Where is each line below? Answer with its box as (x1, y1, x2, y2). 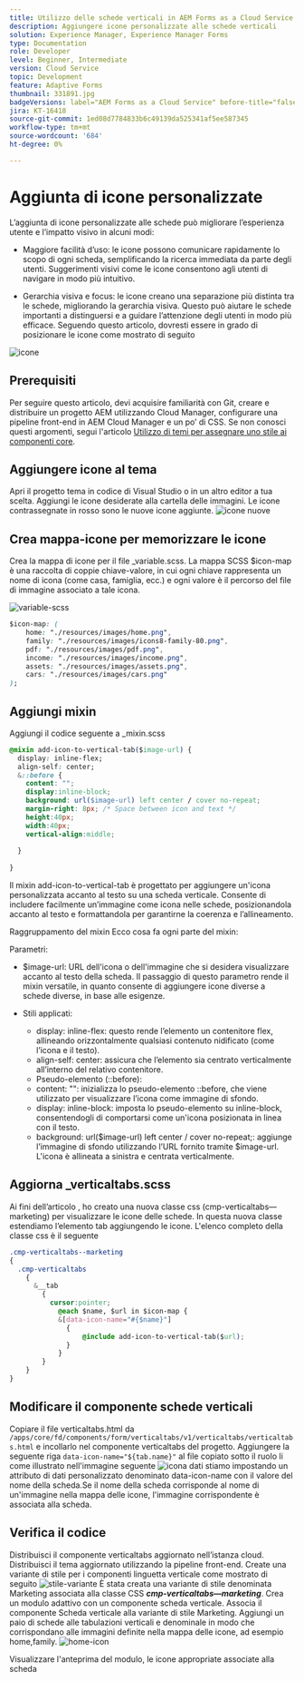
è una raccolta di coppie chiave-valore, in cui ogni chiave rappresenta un (9, 565, 282, 576)
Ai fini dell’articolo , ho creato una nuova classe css (9, 1201, 201, 1212)
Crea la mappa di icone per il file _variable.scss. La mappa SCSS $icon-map (9, 555, 292, 567)
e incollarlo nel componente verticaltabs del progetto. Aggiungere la (35, 1441, 290, 1451)
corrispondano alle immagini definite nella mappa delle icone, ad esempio (9, 1626, 284, 1637)
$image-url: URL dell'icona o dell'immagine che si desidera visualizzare (22, 962, 290, 972)
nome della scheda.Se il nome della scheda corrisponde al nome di (9, 1480, 260, 1490)
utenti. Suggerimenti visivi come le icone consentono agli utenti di (22, 263, 269, 274)
